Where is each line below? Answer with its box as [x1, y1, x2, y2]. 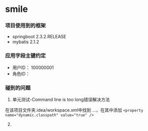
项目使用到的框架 [5, 22, 46, 29]
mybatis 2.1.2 [12, 39, 40, 45]
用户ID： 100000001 [12, 65, 54, 70]
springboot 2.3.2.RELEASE [12, 34, 67, 40]
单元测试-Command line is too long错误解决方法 [12, 97, 110, 103]
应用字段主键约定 [5, 52, 46, 59]
